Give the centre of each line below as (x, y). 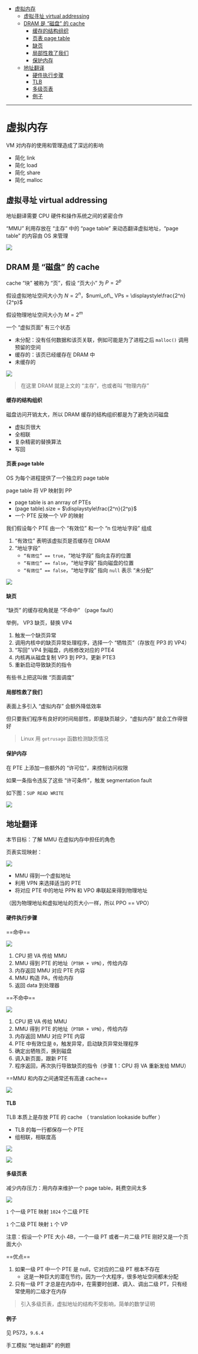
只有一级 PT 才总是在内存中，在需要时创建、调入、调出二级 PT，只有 (98, 1284)
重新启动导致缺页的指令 (43, 665)
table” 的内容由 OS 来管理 (37, 236)
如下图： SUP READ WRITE (35, 793)
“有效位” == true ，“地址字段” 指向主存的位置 (77, 555)
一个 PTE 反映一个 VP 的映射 (49, 515)
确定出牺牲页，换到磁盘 (43, 1051)
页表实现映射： (24, 852)
